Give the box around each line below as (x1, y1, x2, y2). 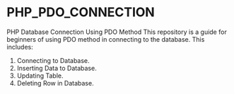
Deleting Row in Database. (16, 78, 94, 87)
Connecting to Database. (16, 56, 90, 64)
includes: (6, 42, 33, 51)
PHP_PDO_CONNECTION (6, 4, 155, 20)
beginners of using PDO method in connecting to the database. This (6, 35, 205, 43)
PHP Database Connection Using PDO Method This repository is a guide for (6, 28, 227, 36)
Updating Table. (16, 71, 64, 80)
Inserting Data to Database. (16, 64, 97, 72)
